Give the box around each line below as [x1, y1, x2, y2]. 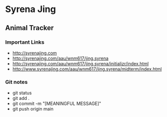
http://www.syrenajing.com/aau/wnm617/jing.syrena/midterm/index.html [12, 66, 162, 72]
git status [12, 90, 32, 96]
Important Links [5, 39, 44, 46]
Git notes [5, 78, 28, 85]
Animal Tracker [5, 24, 54, 32]
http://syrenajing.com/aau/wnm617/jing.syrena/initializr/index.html [12, 60, 149, 66]
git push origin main [12, 106, 53, 112]
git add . [12, 95, 30, 101]
